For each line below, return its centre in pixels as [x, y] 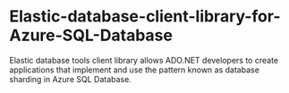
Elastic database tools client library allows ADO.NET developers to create [144, 60]
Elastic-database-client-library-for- [145, 17]
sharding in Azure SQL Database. [70, 79]
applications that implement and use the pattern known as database [134, 70]
